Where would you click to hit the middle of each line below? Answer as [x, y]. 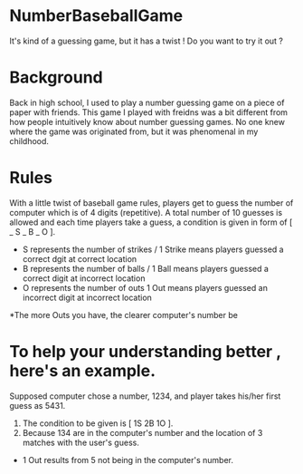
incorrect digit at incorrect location [87, 297]
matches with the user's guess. [81, 442]
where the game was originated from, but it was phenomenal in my [134, 131]
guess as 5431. [38, 405]
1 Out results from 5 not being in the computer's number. [128, 459]
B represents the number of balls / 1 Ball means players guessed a [146, 268]
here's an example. [83, 371]
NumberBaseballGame [96, 16]
